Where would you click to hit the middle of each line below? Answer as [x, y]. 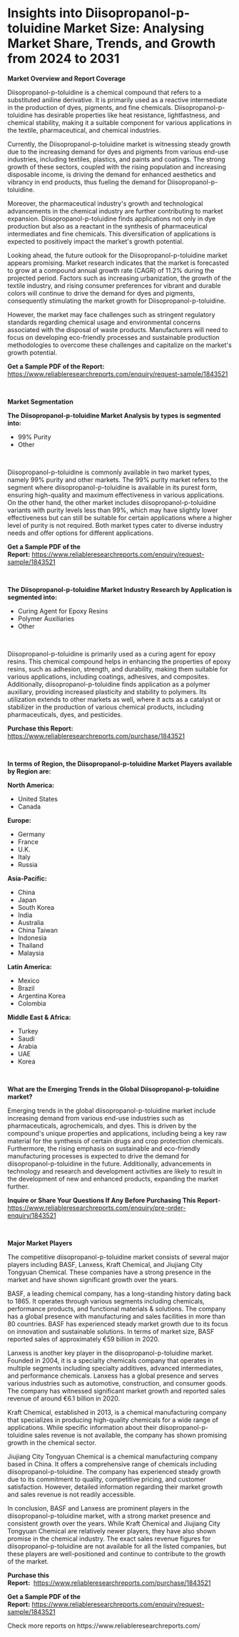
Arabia [27, 1046]
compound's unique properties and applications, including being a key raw [117, 1133]
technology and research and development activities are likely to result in [115, 1171]
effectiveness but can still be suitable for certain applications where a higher [120, 517]
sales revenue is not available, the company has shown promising [131, 1435]
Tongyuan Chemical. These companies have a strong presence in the [110, 1272]
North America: [31, 785]
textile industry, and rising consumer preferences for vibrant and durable [114, 285]
